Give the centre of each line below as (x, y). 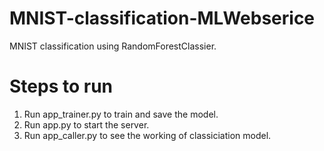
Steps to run (61, 86)
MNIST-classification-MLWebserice (162, 18)
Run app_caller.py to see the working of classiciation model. (147, 135)
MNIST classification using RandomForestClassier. (113, 46)
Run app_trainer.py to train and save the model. (121, 114)
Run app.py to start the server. (86, 124)
